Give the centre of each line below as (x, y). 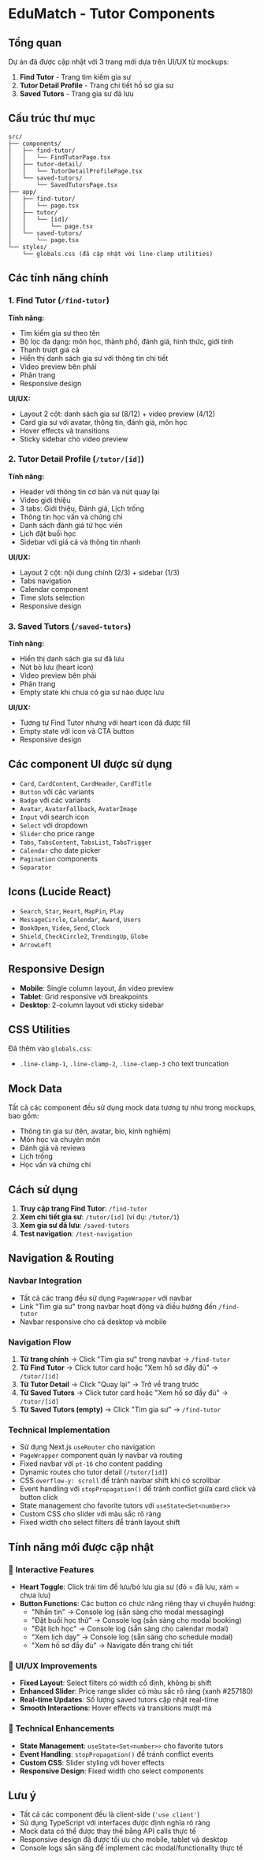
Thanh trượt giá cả (50, 350)
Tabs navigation (45, 581)
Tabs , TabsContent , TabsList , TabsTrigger (86, 842)
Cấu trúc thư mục (52, 119)
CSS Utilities (39, 1029)
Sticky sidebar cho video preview (74, 439)
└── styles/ (28, 247)
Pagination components (59, 858)
